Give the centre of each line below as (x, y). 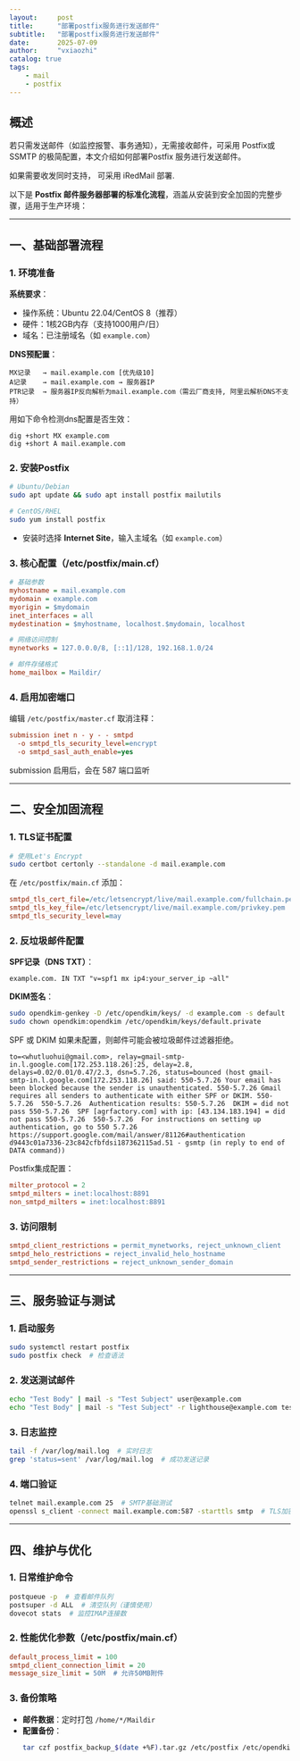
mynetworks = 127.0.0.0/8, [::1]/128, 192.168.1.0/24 (112, 649)
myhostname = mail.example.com (67, 591)
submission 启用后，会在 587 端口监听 (79, 770)
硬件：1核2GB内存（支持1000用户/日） (93, 324)
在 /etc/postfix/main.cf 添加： (67, 883)
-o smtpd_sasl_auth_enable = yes (75, 752)
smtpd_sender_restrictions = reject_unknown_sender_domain (121, 1262)
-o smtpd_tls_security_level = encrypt (87, 744)
